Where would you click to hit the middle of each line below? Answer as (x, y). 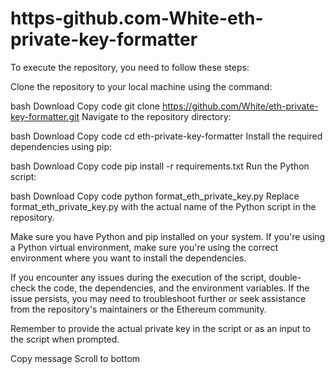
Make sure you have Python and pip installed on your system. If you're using (168, 236)
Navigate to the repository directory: (156, 116)
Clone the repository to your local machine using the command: (141, 86)
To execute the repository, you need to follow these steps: (130, 67)
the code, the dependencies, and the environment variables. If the (174, 288)
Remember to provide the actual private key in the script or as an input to (161, 328)
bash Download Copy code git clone (85, 106)
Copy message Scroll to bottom (75, 358)
